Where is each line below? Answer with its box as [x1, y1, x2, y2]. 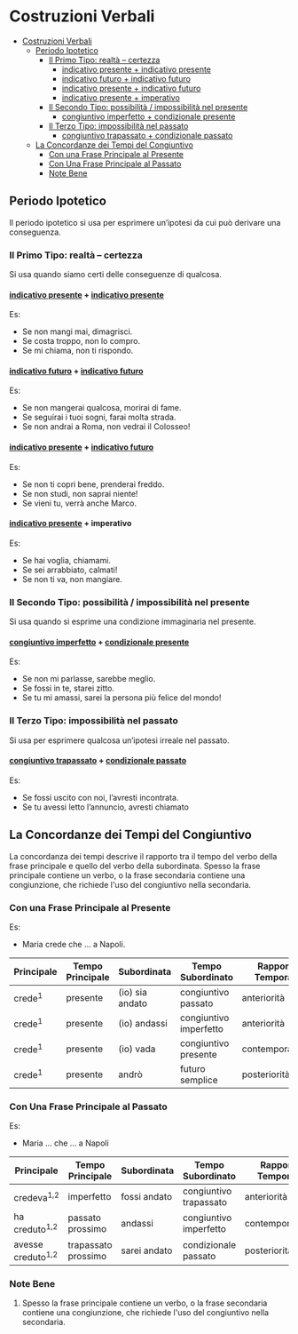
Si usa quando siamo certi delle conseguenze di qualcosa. [9, 269, 222, 280]
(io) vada [118, 1042, 156, 1055]
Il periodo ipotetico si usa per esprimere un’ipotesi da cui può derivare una [9, 217, 281, 228]
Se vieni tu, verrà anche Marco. [21, 498, 137, 508]
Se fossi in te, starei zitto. [21, 683, 115, 694]
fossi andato [121, 1191, 173, 1203]
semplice [180, 1074, 218, 1086]
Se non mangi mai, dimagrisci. [21, 326, 133, 337]
